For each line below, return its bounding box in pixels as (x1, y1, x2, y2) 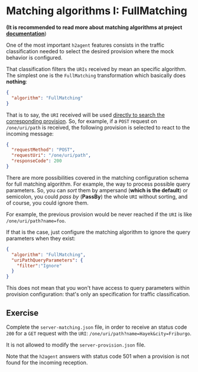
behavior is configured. (6, 54, 63, 61)
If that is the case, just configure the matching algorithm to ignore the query (6, 228, 191, 235)
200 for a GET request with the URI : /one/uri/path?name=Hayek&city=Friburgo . (6, 330, 192, 337)
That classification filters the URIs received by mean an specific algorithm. (6, 65, 187, 72)
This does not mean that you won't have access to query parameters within (6, 284, 190, 292)
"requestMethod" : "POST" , (11, 147, 76, 153)
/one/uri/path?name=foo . (6, 217, 66, 224)
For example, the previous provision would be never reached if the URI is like (6, 211, 192, 218)
